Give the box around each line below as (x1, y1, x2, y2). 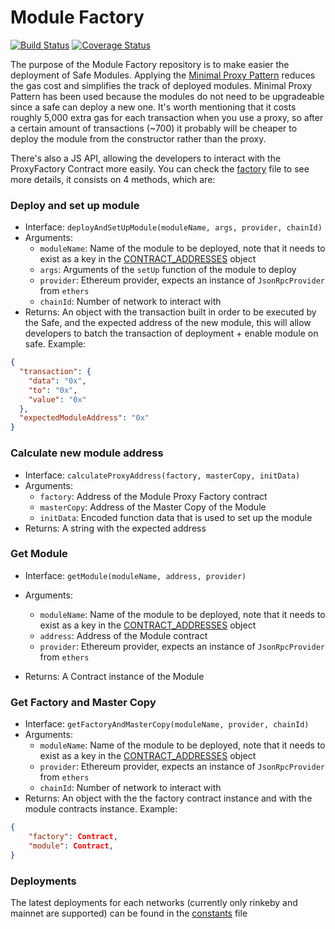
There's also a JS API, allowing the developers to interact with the (10, 152, 282, 164)
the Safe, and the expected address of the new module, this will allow (24, 317, 312, 329)
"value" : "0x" (28, 394, 87, 405)
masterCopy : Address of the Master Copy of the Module (39, 501, 267, 513)
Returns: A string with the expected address (24, 522, 207, 534)
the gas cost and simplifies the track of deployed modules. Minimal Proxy (10, 79, 313, 91)
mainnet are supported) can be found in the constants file (10, 907, 248, 919)
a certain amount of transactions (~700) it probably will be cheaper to (10, 122, 298, 134)
